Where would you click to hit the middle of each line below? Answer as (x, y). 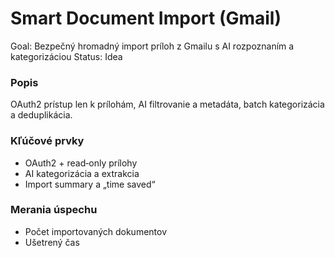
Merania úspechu (54, 210)
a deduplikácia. (41, 115)
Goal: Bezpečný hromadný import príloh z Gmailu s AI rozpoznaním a (152, 46)
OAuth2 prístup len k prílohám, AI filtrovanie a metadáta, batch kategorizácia (167, 104)
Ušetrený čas (52, 242)
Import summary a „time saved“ (90, 184)
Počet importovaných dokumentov (96, 231)
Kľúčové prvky (47, 141)
